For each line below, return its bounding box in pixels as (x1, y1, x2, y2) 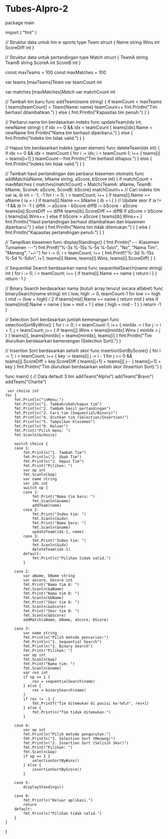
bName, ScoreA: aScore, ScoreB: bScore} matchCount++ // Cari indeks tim (5, 187, 160, 193)
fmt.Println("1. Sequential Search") (23, 639, 102, 644)
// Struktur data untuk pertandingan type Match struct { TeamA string (5, 54, 148, 60)
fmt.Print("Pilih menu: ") (14, 428, 71, 433)
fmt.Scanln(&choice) (14, 432, 57, 438)
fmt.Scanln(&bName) (23, 595, 64, 600)
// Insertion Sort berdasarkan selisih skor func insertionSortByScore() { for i (5, 348, 161, 354)
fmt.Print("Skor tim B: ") (23, 608, 80, 614)
